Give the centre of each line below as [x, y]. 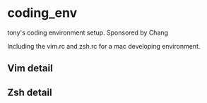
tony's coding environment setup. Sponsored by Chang [88, 32]
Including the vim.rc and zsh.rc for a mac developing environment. [104, 46]
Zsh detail [30, 92]
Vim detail [30, 68]
